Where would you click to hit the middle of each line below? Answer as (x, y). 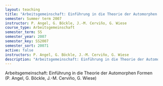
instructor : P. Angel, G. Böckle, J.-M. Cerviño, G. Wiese (66, 23)
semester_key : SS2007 (27, 41)
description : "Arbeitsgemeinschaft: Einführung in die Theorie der (75, 59)
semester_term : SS (24, 32)
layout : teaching (23, 9)
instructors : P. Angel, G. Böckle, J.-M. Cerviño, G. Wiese (67, 55)
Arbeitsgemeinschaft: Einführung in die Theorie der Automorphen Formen (79, 73)
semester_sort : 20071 (27, 46)
